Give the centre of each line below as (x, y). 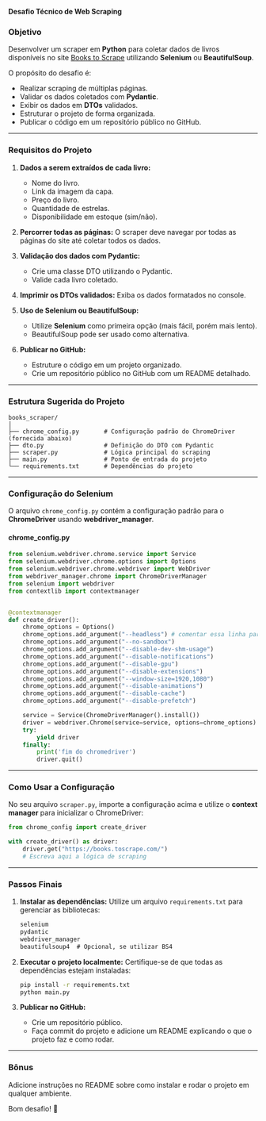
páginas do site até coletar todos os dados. (90, 240)
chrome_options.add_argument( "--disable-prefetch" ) (109, 701)
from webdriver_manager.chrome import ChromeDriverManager (108, 577)
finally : (37, 745)
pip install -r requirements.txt (75, 985)
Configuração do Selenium (61, 493)
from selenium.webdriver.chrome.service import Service (102, 555)
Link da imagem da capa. (72, 191)
